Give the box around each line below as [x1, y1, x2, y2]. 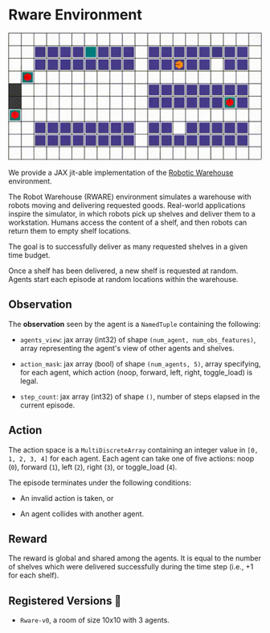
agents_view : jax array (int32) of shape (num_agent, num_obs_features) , [19, 334, 256, 344]
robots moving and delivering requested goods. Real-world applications [8, 200, 246, 210]
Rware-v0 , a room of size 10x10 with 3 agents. [19, 615, 170, 625]
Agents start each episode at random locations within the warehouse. [8, 274, 239, 283]
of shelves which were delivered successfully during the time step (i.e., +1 [8, 562, 254, 572]
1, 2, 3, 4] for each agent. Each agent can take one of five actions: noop [8, 453, 255, 463]
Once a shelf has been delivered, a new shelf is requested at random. [8, 266, 239, 275]
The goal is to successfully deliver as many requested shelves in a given [8, 242, 248, 251]
